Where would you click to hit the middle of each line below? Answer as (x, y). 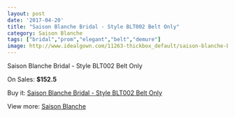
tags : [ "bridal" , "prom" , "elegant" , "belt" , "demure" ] (84, 40)
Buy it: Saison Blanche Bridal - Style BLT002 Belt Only (85, 93)
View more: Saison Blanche (47, 106)
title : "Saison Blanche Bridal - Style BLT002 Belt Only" (93, 26)
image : (17, 46)
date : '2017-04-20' (36, 20)
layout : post (26, 14)
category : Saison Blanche (45, 33)
